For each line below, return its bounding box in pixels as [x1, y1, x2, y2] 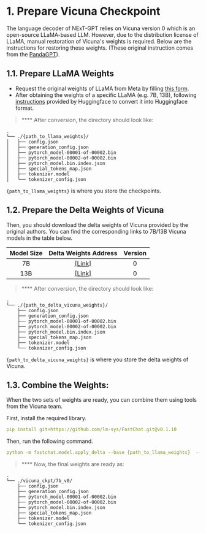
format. [15, 104, 34, 112]
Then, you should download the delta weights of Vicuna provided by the [6, 221, 189, 228]
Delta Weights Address [48, 248, 118, 257]
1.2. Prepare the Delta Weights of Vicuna [6, 205, 164, 215]
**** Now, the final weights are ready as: [21, 461, 124, 468]
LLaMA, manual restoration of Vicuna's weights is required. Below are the [6, 37, 192, 45]
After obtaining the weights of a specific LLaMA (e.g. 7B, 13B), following [15, 91, 197, 99]
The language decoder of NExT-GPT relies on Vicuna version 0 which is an [6, 25, 196, 32]
